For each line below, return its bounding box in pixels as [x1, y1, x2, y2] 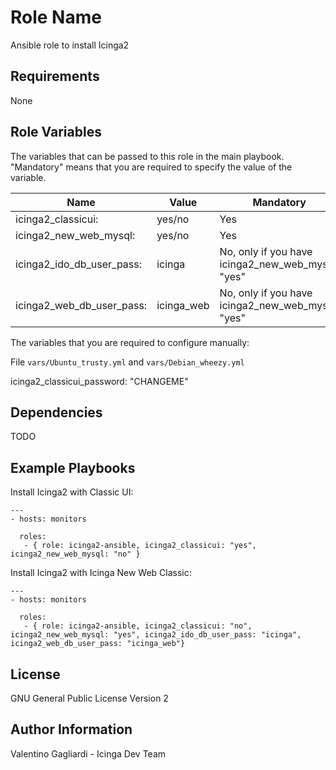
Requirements [10, 68, 100, 85]
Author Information [10, 721, 133, 738]
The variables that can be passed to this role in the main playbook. [10, 150, 285, 162]
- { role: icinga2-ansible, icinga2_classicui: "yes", [23, 541, 257, 551]
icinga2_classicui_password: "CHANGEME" [10, 375, 189, 387]
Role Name [10, 6, 102, 29]
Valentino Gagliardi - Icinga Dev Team [10, 747, 167, 760]
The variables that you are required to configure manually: [10, 336, 250, 348]
